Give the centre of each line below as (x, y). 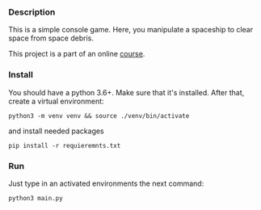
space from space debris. (51, 38)
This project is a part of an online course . (77, 54)
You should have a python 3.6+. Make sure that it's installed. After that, (126, 92)
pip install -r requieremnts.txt (65, 145)
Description (32, 12)
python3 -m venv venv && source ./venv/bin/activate (99, 115)
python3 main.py (36, 198)
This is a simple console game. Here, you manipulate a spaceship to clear (130, 30)
